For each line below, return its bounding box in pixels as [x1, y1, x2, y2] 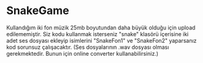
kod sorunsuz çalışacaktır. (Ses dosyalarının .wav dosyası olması [6, 43, 169, 51]
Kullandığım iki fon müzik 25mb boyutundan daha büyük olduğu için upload [6, 24, 196, 31]
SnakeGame [6, 4, 69, 18]
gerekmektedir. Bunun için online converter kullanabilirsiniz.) [6, 50, 159, 57]
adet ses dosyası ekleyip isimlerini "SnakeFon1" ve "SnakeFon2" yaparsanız [6, 37, 197, 44]
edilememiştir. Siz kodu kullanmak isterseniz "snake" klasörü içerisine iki [6, 30, 189, 37]
